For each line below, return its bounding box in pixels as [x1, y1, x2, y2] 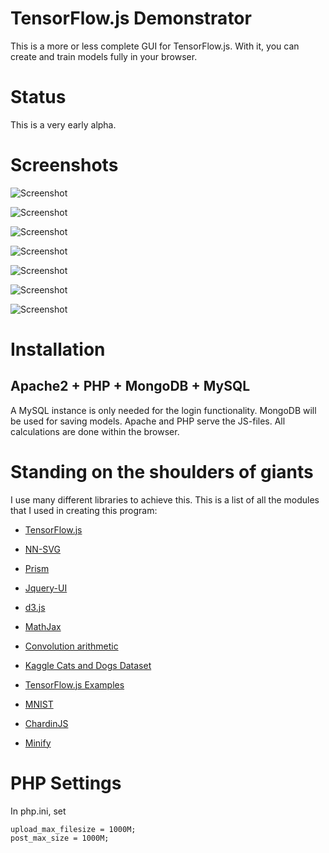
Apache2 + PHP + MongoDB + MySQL [10, 378, 251, 395]
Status [10, 86, 67, 109]
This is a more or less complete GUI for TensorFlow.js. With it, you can [10, 40, 300, 52]
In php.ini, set [10, 805, 67, 817]
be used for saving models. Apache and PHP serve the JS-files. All [10, 415, 286, 427]
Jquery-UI [24, 582, 68, 594]
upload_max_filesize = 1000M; [10, 824, 137, 834]
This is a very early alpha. [10, 118, 117, 131]
